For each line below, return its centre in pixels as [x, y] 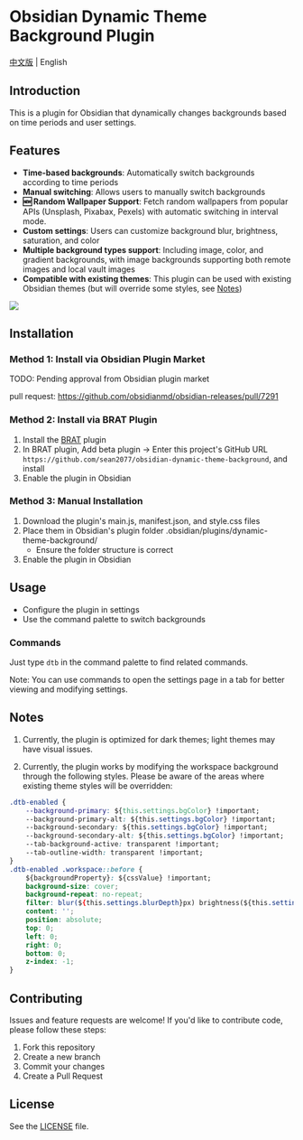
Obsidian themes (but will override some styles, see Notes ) [132, 288]
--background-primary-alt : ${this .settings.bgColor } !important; [151, 819]
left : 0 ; [42, 937]
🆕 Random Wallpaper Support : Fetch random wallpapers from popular [155, 201]
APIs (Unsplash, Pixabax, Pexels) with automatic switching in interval [150, 211]
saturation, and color [61, 240]
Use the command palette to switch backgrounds [114, 619]
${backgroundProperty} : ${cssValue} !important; [119, 878]
